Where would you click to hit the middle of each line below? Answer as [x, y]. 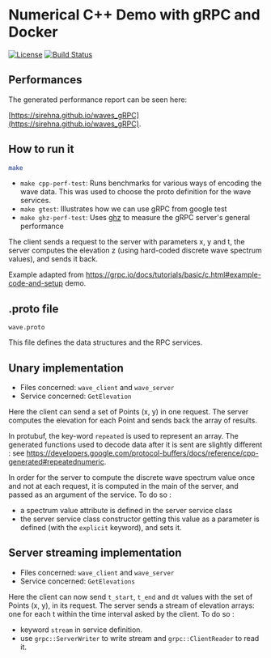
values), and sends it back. [53, 259]
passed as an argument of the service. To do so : [90, 495]
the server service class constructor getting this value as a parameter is [140, 519]
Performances [45, 80]
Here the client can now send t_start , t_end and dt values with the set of [131, 596]
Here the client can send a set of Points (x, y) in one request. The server [129, 412]
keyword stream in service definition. [81, 630]
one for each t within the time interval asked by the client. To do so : [121, 613]
